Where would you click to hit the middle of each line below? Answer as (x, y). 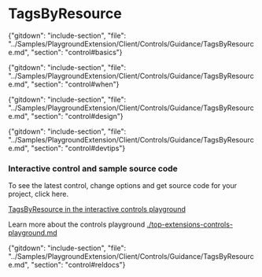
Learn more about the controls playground (77, 224)
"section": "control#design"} (77, 116)
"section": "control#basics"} (77, 52)
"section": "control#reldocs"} (78, 265)
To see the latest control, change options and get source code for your (123, 186)
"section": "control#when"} (75, 84)
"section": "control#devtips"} (78, 148)
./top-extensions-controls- (190, 224)
